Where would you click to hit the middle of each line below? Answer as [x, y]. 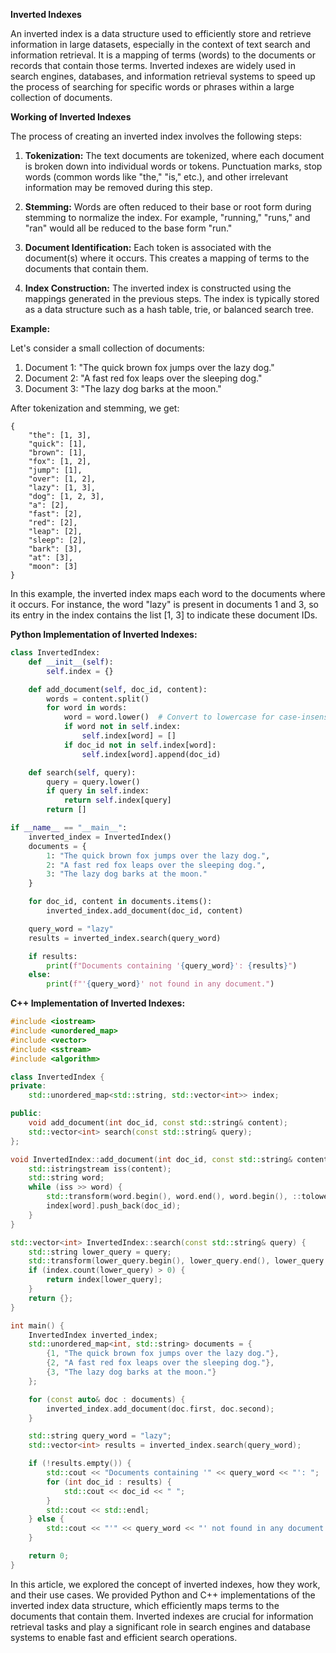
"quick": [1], [57, 444]
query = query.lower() [93, 782]
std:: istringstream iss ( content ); [100, 1169]
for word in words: [87, 708]
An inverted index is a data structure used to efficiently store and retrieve [161, 33]
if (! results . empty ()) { [80, 1464]
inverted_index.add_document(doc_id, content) [145, 911]
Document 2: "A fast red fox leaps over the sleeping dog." [143, 378]
